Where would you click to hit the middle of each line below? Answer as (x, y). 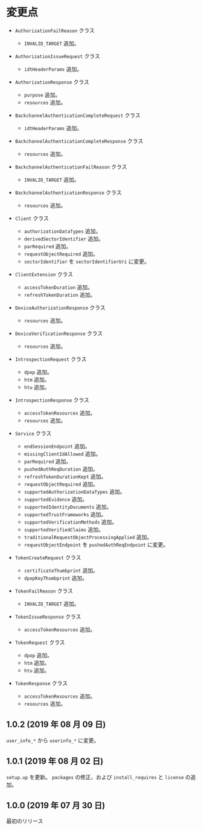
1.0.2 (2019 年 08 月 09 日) (56, 725)
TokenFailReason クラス (44, 591)
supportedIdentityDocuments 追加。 (68, 506)
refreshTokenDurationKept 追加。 (65, 476)
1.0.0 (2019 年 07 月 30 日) (56, 805)
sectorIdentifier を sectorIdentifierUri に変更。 (87, 261)
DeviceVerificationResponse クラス (59, 333)
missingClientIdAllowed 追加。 (62, 453)
